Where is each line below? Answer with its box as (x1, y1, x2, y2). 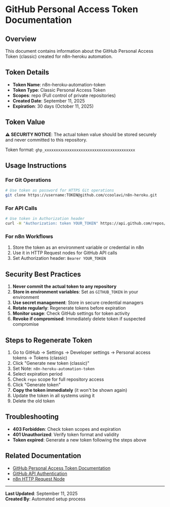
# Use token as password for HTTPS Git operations (5, 188, 114, 193)
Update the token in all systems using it (12, 392, 95, 399)
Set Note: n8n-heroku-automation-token (12, 365, 95, 371)
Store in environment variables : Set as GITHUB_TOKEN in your (12, 289, 139, 295)
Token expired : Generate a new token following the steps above (12, 436, 147, 443)
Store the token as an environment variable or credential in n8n (12, 245, 144, 251)
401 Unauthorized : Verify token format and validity (12, 431, 119, 437)
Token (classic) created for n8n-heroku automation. (5, 53, 113, 59)
